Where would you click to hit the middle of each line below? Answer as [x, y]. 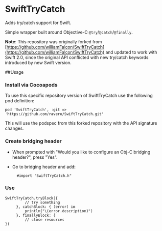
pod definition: [20, 101]
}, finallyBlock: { [36, 215]
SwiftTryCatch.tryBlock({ [31, 198]
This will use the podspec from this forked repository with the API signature [81, 123]
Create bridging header [34, 141]
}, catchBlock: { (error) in [46, 207]
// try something [42, 202]
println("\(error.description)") [59, 211]
